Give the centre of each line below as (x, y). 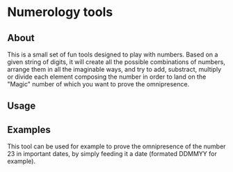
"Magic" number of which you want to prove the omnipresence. (98, 84)
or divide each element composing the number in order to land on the (107, 77)
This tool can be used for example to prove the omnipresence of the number (116, 146)
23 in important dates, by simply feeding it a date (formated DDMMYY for (112, 154)
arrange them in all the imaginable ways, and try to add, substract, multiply (114, 69)
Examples (29, 130)
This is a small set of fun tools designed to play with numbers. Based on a (113, 54)
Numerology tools (60, 12)
